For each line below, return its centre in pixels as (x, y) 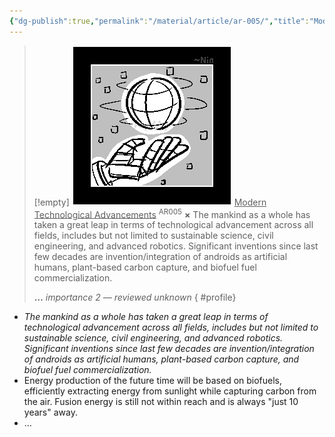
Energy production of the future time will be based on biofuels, (153, 381)
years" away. (50, 412)
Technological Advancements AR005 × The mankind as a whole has (172, 213)
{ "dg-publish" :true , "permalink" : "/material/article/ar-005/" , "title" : (159, 21)
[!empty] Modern (150, 202)
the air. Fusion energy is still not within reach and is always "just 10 (161, 402)
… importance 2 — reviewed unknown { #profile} (135, 297)
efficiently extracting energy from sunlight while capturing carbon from (170, 391)
